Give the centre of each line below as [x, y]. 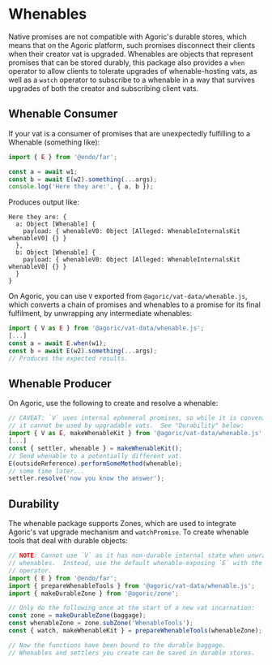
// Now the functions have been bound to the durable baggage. [117, 645]
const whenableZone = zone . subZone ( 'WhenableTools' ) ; [101, 623]
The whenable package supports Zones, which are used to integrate [122, 524]
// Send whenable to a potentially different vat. [96, 456]
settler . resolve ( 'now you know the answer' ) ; [86, 479]
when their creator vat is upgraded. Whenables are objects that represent [131, 54]
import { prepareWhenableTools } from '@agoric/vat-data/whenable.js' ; [132, 585]
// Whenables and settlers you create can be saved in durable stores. [132, 653]
